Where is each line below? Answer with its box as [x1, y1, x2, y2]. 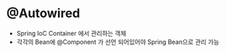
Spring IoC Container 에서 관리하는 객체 [16, 29, 126, 37]
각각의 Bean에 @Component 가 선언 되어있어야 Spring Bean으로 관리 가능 [16, 37, 220, 46]
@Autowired [6, 6, 80, 21]
